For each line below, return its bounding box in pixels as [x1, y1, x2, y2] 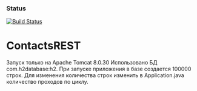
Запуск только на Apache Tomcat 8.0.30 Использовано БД [6, 59, 158, 66]
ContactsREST [6, 39, 81, 52]
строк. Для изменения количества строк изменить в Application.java [6, 72, 185, 79]
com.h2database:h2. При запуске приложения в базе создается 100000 [6, 65, 192, 73]
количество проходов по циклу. [6, 78, 89, 86]
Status [6, 4, 26, 13]
